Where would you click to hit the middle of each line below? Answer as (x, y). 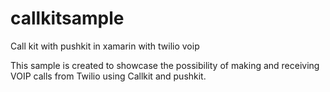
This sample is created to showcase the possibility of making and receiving (165, 65)
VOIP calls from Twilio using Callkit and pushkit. (108, 76)
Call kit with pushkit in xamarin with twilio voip (105, 46)
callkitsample (67, 18)
